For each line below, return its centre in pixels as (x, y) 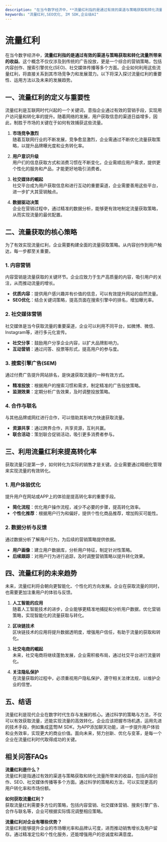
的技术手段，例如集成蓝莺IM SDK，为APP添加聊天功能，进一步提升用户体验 (83, 727)
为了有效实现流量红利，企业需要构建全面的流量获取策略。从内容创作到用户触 (83, 245)
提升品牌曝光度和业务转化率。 (56, 146)
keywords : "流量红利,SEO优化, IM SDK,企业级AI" (52, 14)
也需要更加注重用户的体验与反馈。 (40, 592)
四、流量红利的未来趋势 (41, 574)
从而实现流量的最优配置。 (39, 215)
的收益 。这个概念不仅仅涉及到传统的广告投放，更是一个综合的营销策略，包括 (83, 61)
